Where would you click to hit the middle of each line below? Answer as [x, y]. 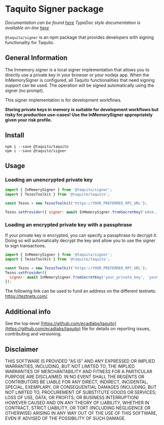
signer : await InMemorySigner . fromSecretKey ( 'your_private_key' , [77, 277]
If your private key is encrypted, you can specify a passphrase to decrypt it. [81, 236]
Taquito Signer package [54, 9]
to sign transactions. [26, 246]
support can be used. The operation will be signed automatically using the [80, 85]
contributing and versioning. [33, 334]
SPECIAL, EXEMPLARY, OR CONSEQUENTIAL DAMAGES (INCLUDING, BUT [81, 387]
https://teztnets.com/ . [27, 296]
